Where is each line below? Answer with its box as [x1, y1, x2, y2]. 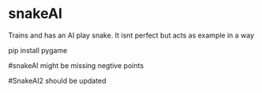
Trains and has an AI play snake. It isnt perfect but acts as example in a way [8, 30, 255, 40]
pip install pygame [8, 45, 68, 55]
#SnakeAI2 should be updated [8, 76, 107, 85]
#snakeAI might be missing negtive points [8, 60, 144, 70]
